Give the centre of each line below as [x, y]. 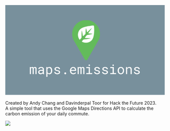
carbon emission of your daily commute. [47, 113]
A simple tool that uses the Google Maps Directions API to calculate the [79, 108]
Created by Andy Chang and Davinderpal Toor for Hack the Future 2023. [81, 103]
